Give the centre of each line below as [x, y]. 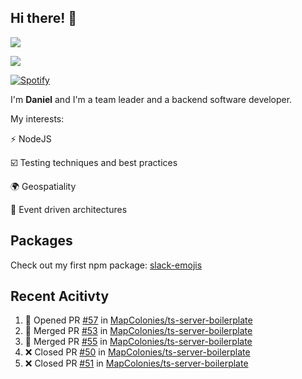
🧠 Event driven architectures [69, 209]
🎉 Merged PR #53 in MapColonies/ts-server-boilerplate [138, 331]
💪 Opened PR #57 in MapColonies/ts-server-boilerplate [138, 320]
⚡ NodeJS [31, 138]
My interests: [37, 118]
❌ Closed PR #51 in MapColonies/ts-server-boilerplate [136, 363]
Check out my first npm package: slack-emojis [106, 265]
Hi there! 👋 [44, 18]
